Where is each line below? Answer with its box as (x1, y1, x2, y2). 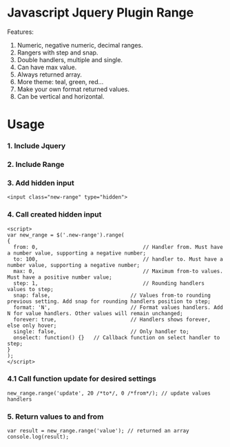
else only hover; (7, 322, 57, 329)
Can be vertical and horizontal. (17, 92, 105, 101)
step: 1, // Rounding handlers (13, 279, 205, 287)
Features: (7, 28, 34, 36)
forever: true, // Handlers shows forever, (13, 316, 211, 323)
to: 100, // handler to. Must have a (13, 255, 224, 263)
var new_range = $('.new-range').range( (7, 231, 125, 239)
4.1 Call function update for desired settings (7, 374, 156, 384)
